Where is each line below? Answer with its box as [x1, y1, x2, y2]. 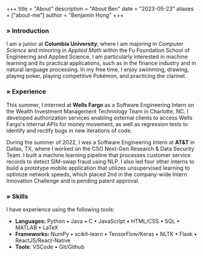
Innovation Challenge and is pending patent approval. [6, 177, 140, 184]
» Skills [6, 192, 28, 200]
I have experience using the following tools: [6, 205, 115, 213]
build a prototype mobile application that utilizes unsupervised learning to [6, 164, 190, 171]
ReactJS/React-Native [15, 237, 71, 244]
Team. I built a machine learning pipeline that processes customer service [6, 151, 191, 159]
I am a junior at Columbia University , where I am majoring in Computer [6, 40, 184, 48]
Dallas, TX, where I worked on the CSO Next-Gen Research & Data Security [6, 145, 195, 152]
